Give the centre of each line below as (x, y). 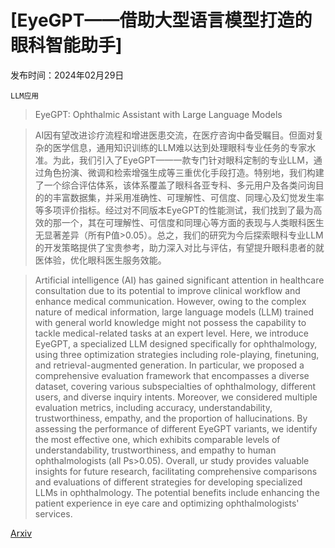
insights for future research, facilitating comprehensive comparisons (176, 471)
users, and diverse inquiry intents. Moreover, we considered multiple (176, 397)
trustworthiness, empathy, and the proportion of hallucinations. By (171, 418)
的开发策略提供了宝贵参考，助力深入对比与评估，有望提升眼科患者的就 (179, 247)
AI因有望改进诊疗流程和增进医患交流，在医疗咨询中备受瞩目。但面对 (175, 135)
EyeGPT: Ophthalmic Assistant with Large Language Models (158, 114)
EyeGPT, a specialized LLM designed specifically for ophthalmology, (176, 343)
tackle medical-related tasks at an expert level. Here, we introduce (171, 333)
